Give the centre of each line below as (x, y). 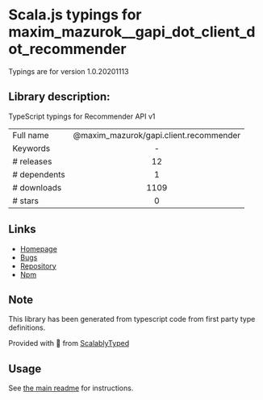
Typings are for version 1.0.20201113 (69, 71)
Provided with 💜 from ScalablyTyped (69, 344)
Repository (38, 266)
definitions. (27, 327)
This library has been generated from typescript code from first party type (132, 319)
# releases (32, 161)
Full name (31, 135)
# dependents (39, 174)
